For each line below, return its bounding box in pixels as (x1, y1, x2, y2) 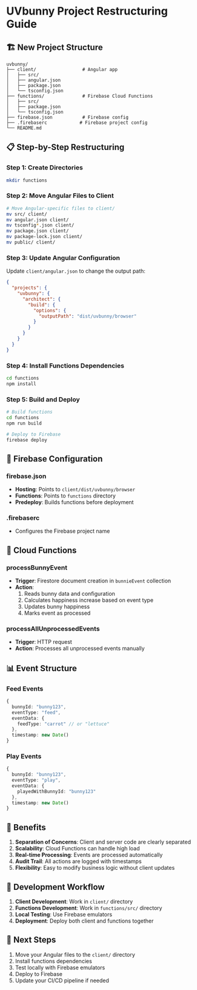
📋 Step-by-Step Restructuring (6, 142, 125, 152)
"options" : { (33, 307, 67, 313)
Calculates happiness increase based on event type (24, 596, 153, 604)
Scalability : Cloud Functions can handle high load (15, 845, 141, 852)
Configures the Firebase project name (15, 527, 110, 535)
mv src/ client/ (6, 211, 47, 217)
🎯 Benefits (6, 822, 47, 833)
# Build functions (6, 409, 53, 415)
